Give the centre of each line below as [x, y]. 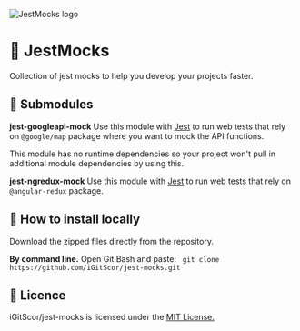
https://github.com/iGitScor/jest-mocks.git [95, 267]
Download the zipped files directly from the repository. [111, 241]
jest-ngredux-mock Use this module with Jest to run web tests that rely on [150, 181]
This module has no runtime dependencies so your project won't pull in [142, 154]
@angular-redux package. [57, 190]
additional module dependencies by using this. [97, 163]
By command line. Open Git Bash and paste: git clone [115, 258]
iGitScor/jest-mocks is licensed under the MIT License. [112, 317]
